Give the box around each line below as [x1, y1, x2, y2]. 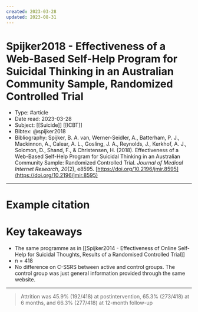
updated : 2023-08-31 [6, 14, 57, 20]
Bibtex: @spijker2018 [14, 128, 66, 135]
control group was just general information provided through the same [14, 270, 186, 277]
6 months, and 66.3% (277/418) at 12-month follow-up [20, 299, 153, 306]
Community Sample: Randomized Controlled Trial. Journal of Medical [14, 159, 183, 166]
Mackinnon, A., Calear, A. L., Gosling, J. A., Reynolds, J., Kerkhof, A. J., [14, 140, 187, 147]
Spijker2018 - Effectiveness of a [6, 40, 166, 53]
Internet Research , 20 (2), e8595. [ [14, 166, 98, 173]
